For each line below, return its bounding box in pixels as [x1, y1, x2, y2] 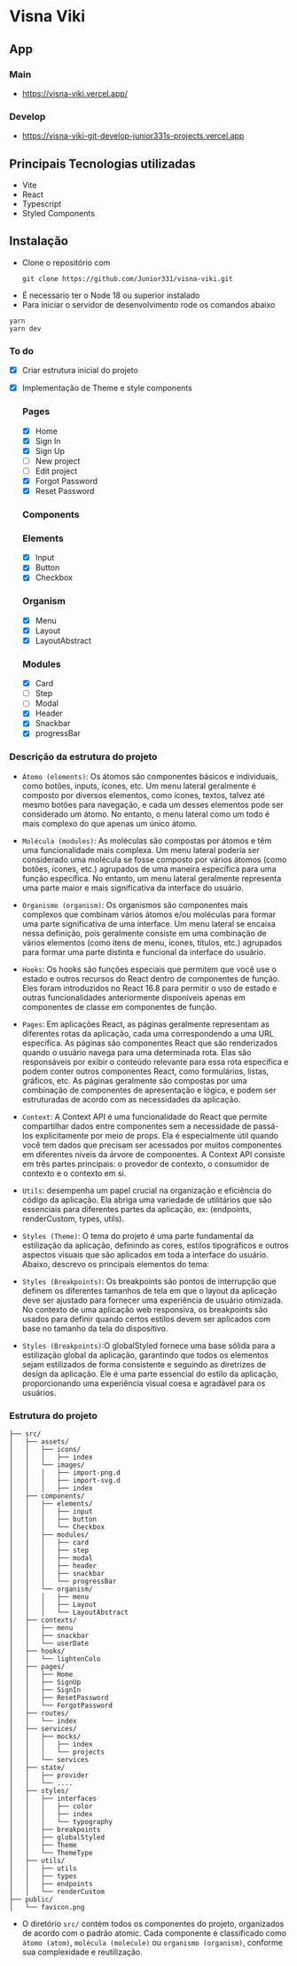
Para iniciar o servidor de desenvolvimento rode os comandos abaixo [21, 299, 276, 309]
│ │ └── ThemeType [9, 1849, 93, 1858]
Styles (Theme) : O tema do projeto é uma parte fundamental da [21, 1230, 254, 1241]
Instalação [9, 233, 69, 249]
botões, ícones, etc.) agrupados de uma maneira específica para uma [21, 863, 277, 874]
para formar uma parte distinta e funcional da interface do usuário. [21, 946, 266, 957]
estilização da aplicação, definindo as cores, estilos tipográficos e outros [21, 1240, 290, 1250]
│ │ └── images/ [9, 1461, 86, 1469]
